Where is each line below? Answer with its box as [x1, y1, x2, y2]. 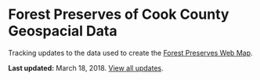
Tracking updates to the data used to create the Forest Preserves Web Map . [8, 48, 253, 57]
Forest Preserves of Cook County [8, 5, 229, 24]
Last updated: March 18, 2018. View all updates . [8, 63, 164, 72]
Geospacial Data [8, 22, 117, 40]
